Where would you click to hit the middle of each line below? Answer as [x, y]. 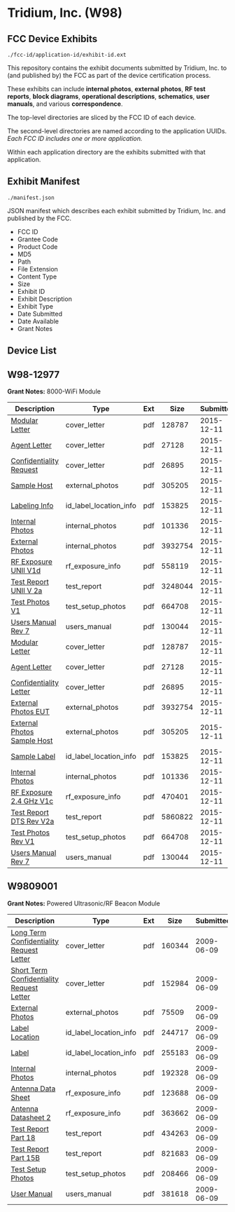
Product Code [37, 246]
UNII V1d [26, 571]
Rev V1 [23, 842]
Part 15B [26, 1157]
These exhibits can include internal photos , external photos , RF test [107, 89]
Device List [32, 351]
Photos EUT [30, 712]
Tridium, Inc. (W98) [65, 13]
